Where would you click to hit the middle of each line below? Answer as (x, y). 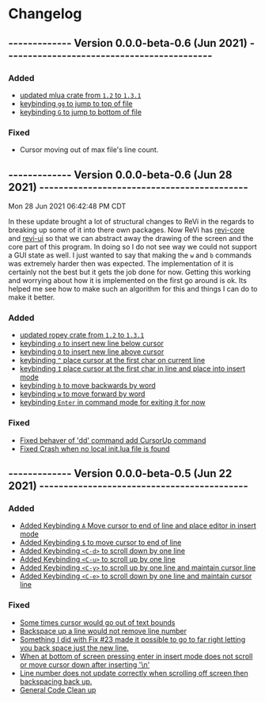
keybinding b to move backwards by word (87, 386)
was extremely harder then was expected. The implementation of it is (121, 263)
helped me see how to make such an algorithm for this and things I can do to (133, 288)
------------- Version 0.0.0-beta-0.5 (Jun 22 (120, 473)
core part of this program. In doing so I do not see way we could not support (132, 246)
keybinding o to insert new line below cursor (92, 343)
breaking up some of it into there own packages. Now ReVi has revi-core (127, 230)
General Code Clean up (58, 689)
